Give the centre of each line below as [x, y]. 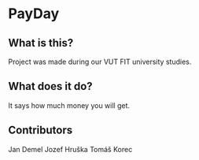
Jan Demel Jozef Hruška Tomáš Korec [70, 149]
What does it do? [50, 86]
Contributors [41, 130]
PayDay [34, 14]
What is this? [41, 43]
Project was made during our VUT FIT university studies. [100, 61]
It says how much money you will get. [69, 105]
